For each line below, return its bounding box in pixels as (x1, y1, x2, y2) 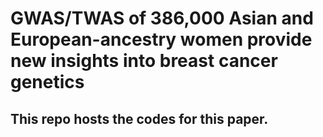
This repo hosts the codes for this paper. (10, 110, 269, 127)
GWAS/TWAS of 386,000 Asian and (10, 7, 314, 30)
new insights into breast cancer (10, 50, 278, 72)
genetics (10, 71, 85, 94)
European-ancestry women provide (10, 28, 313, 51)
